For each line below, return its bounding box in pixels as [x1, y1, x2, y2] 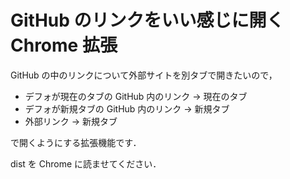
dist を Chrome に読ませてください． [10, 157, 162, 170]
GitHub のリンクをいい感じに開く [10, 9, 285, 32]
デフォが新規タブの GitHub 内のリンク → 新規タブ [24, 102, 230, 115]
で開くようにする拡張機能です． [10, 136, 142, 148]
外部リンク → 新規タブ [24, 115, 118, 127]
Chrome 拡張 [10, 34, 118, 57]
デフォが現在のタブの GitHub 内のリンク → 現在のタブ [24, 90, 248, 102]
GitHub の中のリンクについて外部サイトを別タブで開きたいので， [10, 69, 278, 81]
